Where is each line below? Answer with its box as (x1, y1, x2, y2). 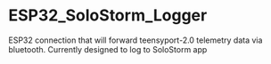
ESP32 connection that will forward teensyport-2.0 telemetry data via (8, 35, 263, 45)
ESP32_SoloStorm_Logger (8, 5, 208, 26)
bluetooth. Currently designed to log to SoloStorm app (8, 44, 208, 54)
